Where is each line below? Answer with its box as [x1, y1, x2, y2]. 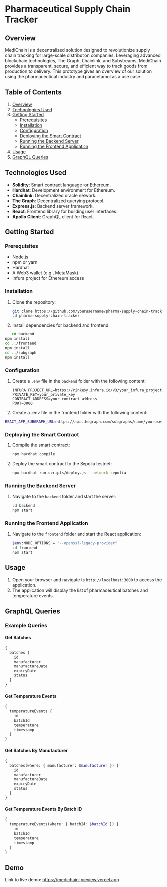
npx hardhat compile [12, 452, 55, 457]
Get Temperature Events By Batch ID [5, 806, 82, 812]
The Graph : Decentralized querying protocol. [12, 198, 105, 204]
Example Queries [5, 622, 47, 629]
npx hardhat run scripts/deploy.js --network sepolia [12, 470, 126, 475]
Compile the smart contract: [12, 442, 70, 448]
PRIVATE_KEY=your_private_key [12, 392, 76, 397]
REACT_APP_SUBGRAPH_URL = [5, 419, 57, 424]
